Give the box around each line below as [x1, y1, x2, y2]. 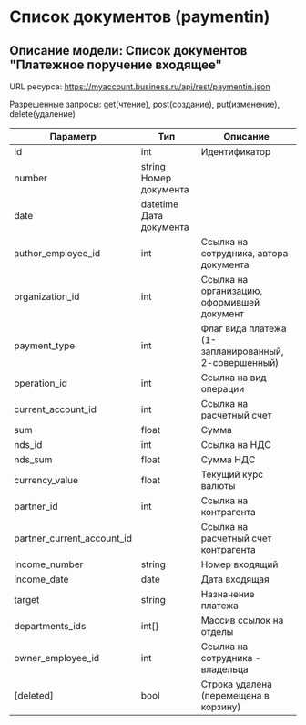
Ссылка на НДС [200, 439, 271, 451]
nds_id [14, 439, 43, 451]
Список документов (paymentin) [9, 6, 270, 27]
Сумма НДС [200, 453, 256, 466]
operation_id [14, 377, 68, 389]
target [14, 594, 40, 606]
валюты [200, 480, 236, 492]
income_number [14, 558, 84, 571]
